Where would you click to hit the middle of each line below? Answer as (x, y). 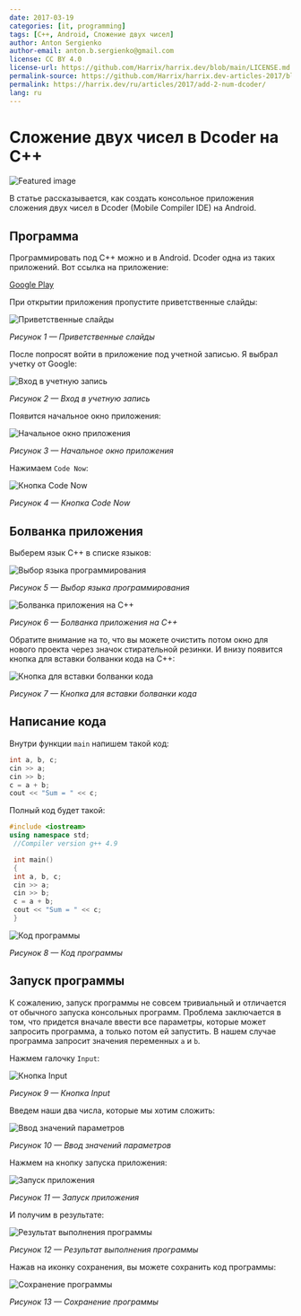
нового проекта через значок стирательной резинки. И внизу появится (146, 649)
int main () (33, 860)
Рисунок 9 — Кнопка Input (60, 1092)
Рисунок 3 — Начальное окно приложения (91, 451)
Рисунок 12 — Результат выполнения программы (104, 1250)
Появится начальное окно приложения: (85, 416)
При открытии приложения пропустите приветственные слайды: (133, 303)
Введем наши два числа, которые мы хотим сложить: (112, 1110)
